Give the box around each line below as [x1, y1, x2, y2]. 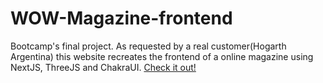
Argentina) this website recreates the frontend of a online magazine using [10, 50, 314, 62]
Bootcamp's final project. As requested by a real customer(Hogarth [10, 40, 287, 52]
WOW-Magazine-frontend [10, 7, 233, 30]
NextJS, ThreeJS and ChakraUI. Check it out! [10, 61, 197, 73]
